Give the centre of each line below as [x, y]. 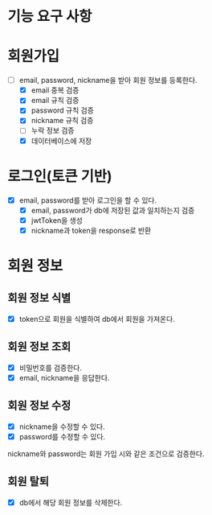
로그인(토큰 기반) [60, 176]
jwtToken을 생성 [57, 220]
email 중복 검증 [55, 90]
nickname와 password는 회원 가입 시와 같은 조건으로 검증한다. [106, 453]
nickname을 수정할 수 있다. [62, 426]
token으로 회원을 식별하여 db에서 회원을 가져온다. [97, 319]
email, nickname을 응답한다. [64, 377]
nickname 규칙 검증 [62, 121]
